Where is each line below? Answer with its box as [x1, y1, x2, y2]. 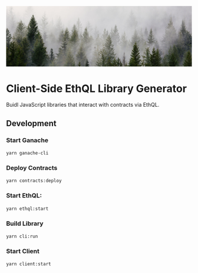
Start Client [6, 247, 40, 255]
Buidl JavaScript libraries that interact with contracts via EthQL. [6, 101, 160, 108]
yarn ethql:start [6, 206, 49, 212]
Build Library [6, 219, 44, 228]
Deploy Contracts [6, 163, 58, 172]
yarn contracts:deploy [6, 178, 62, 184]
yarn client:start [6, 261, 51, 267]
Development [6, 118, 57, 129]
